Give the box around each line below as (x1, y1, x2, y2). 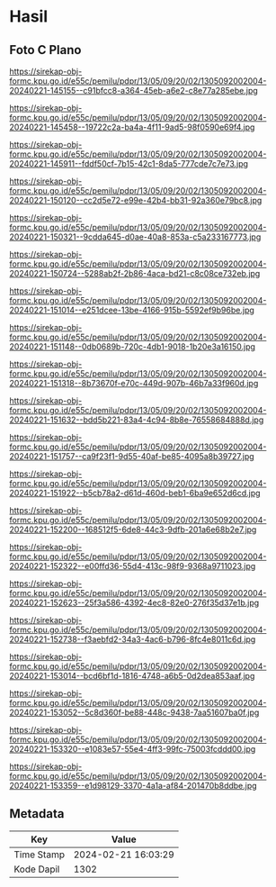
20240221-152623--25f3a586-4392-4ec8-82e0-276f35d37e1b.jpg (9, 597, 260, 608)
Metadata (9, 806, 65, 821)
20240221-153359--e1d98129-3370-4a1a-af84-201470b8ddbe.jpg (9, 781, 258, 791)
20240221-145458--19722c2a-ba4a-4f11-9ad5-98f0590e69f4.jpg (9, 122, 255, 132)
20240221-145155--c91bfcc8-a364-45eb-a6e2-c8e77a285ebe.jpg (9, 86, 258, 95)
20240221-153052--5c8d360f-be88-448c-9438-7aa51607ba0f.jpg (9, 707, 260, 718)
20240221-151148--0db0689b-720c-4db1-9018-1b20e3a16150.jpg (9, 341, 256, 352)
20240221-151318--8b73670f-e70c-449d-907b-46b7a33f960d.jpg (9, 378, 259, 388)
